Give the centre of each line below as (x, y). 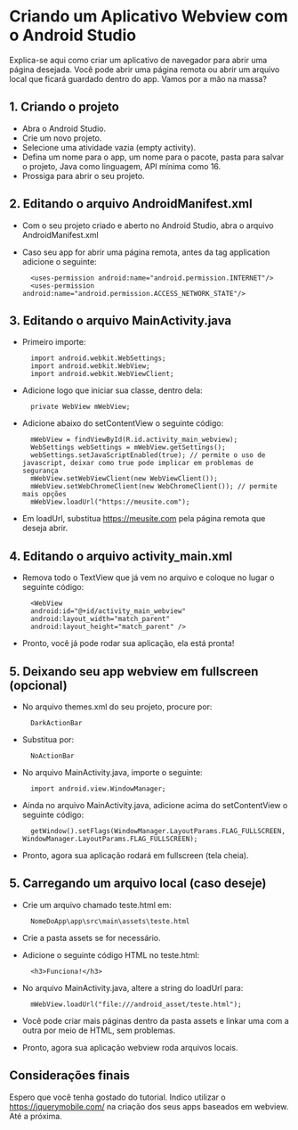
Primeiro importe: (54, 342)
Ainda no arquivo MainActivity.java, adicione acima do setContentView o (155, 805)
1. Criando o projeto (64, 107)
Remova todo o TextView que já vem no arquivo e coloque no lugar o (148, 577)
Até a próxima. (36, 1116)
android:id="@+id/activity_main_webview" (109, 611)
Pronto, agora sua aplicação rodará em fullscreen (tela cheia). (135, 856)
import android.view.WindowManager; (98, 789)
